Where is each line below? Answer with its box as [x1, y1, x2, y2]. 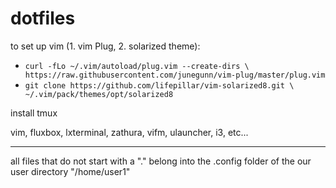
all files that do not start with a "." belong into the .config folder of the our [10, 155, 312, 167]
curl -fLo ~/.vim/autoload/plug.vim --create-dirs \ [24, 61, 250, 71]
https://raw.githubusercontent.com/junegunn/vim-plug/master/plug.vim [24, 70, 326, 80]
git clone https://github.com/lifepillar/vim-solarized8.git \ [24, 80, 295, 91]
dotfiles [10, 7, 76, 30]
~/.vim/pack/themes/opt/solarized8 [24, 89, 174, 99]
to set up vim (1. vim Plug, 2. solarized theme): [10, 40, 201, 52]
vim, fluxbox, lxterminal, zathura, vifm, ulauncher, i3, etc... [10, 126, 249, 138]
